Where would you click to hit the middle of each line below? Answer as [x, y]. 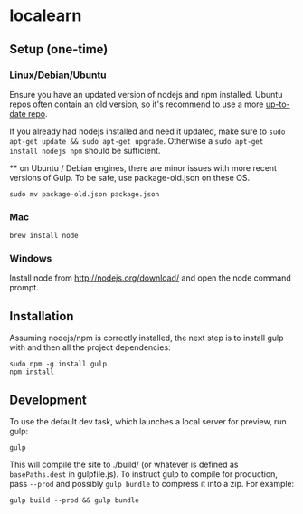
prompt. [24, 288]
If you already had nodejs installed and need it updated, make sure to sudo [147, 131]
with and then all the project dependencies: [90, 347]
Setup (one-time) [59, 49]
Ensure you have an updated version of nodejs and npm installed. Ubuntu [146, 94]
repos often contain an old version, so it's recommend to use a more [137, 104]
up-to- [278, 104]
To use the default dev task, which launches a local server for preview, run [148, 422]
